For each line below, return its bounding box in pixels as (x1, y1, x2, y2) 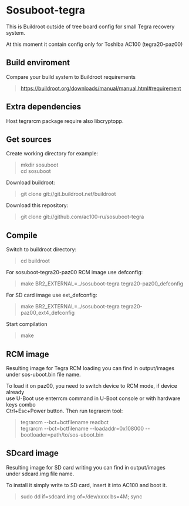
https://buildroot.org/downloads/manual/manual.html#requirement (20, 85, 181, 92)
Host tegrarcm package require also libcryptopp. (6, 117, 124, 124)
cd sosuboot (20, 168, 51, 175)
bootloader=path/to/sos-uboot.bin (20, 431, 104, 438)
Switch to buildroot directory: (6, 246, 77, 253)
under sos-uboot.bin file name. (6, 371, 81, 378)
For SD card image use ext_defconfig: (6, 292, 97, 299)
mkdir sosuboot (20, 161, 59, 168)
